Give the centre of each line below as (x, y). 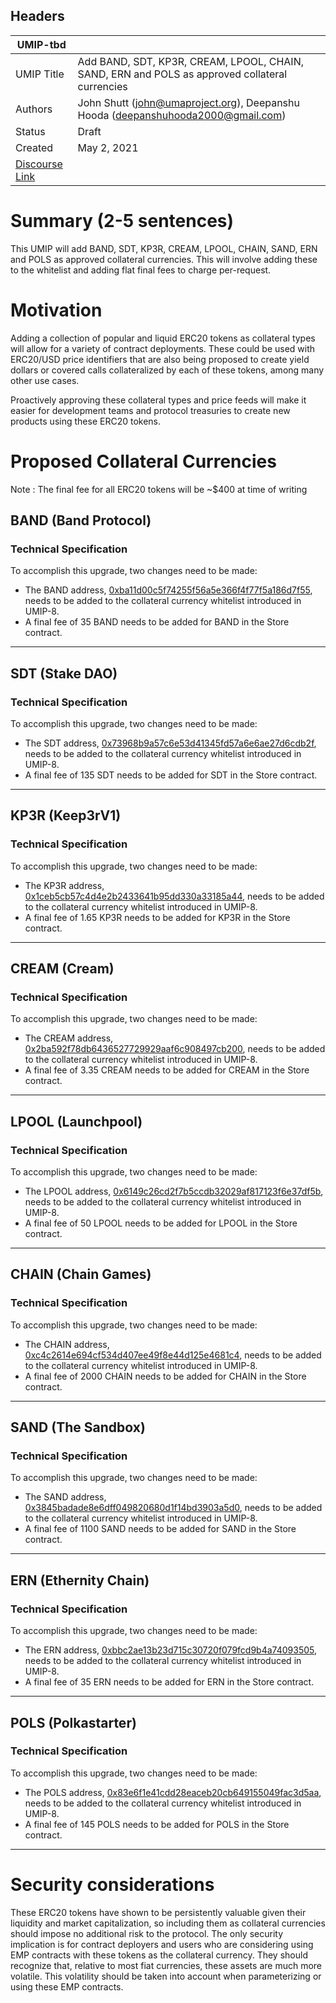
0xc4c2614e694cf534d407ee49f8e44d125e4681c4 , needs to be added (173, 1355)
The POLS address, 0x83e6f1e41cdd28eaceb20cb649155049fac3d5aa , (173, 1792)
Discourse (39, 164)
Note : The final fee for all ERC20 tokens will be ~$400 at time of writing (159, 489)
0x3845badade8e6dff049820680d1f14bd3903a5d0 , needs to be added (173, 1508)
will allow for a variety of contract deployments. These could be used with (163, 348)
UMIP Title (40, 74)
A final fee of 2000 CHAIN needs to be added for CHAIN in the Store (165, 1376)
